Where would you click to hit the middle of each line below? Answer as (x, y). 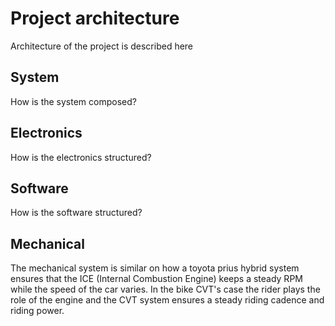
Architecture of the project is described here (102, 46)
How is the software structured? (76, 213)
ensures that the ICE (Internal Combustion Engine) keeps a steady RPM (156, 279)
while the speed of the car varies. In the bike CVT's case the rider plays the (165, 289)
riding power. (37, 311)
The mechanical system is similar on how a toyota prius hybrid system (155, 268)
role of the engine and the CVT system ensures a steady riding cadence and (167, 300)
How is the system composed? (73, 101)
